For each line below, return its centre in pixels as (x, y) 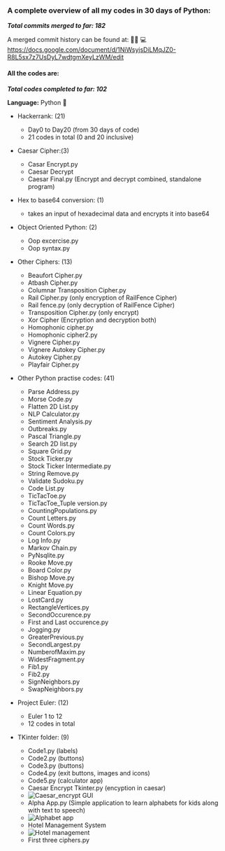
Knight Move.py (50, 585)
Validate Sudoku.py (56, 481)
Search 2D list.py (52, 444)
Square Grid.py (50, 451)
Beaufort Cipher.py (55, 275)
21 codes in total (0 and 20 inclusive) (81, 137)
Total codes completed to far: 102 (57, 89)
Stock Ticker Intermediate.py (70, 466)
